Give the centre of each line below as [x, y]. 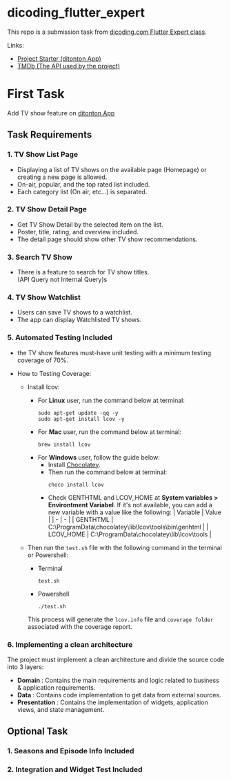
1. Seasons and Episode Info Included [71, 751]
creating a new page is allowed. [62, 177]
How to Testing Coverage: [54, 373]
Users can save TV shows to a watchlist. [74, 312]
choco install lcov [76, 484]
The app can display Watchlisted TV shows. [79, 320]
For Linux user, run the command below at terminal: [111, 400]
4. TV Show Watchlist [44, 297]
